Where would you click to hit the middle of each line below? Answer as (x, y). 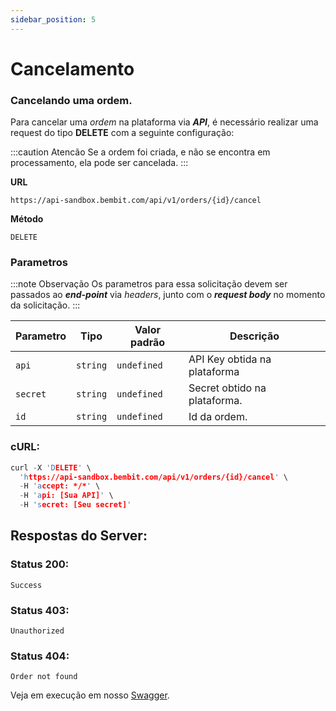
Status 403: (40, 610)
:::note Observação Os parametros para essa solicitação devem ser (149, 284)
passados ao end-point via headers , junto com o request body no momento (168, 295)
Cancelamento (72, 68)
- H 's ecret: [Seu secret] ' (75, 505)
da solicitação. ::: (45, 305)
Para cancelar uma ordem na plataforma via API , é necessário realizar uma (164, 122)
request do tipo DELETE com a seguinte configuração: (122, 133)
